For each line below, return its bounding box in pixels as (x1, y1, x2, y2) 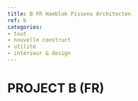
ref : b (7, 17, 27, 24)
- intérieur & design (7, 50, 71, 57)
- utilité (7, 43, 37, 50)
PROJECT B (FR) (7, 81, 105, 96)
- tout (7, 30, 27, 37)
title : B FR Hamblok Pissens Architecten (7, 10, 132, 18)
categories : (7, 23, 42, 30)
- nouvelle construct (7, 37, 71, 44)
